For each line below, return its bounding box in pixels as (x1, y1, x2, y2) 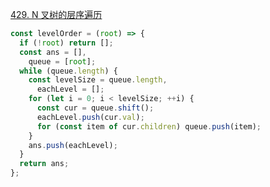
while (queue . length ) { (19, 66, 118, 76)
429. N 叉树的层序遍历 (10, 9, 103, 20)
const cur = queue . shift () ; (36, 103, 155, 113)
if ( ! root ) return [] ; (19, 38, 114, 48)
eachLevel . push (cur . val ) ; (36, 112, 145, 122)
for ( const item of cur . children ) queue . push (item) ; (36, 121, 262, 132)
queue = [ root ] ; (28, 56, 97, 67)
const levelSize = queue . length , (28, 75, 168, 85)
